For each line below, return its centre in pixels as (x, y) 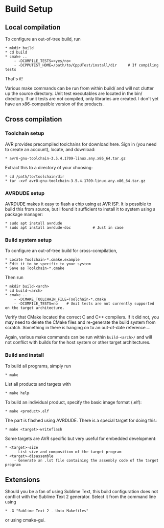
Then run (14, 278)
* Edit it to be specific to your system (48, 264)
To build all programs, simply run (38, 366)
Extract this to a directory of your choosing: (49, 167)
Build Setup (29, 9)
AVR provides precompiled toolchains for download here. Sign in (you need (81, 144)
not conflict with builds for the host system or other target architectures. (78, 342)
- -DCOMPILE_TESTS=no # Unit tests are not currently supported (84, 304)
